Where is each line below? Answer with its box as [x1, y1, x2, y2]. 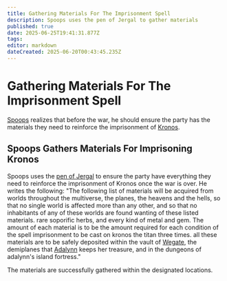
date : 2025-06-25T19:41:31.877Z [7, 29, 100, 37]
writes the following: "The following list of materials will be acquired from [7, 187, 214, 195]
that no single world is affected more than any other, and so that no [7, 201, 197, 209]
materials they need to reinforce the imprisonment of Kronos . [7, 123, 180, 131]
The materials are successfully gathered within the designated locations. [7, 266, 213, 274]
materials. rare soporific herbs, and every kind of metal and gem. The [7, 216, 204, 224]
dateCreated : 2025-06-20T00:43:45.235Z [7, 49, 122, 56]
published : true [7, 23, 54, 30]
